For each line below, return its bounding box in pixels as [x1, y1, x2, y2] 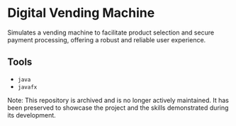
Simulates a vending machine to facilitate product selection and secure [7, 28, 215, 37]
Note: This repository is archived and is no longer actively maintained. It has [7, 96, 229, 104]
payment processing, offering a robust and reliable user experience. [7, 35, 206, 44]
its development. [7, 111, 57, 119]
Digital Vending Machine [7, 5, 155, 21]
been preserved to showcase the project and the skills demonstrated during [7, 103, 229, 112]
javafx [17, 83, 38, 91]
